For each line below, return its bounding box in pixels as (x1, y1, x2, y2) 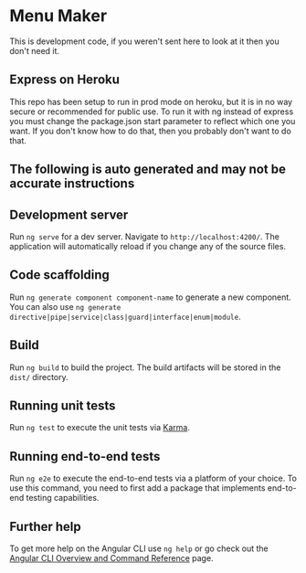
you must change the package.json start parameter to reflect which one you (9, 115, 296, 126)
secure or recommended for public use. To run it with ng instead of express (9, 106, 294, 117)
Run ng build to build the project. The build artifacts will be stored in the (9, 362, 281, 373)
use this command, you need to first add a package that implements (9, 483, 266, 493)
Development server (9, 207, 129, 222)
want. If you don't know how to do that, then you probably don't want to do (9, 125, 292, 136)
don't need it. (9, 45, 60, 56)
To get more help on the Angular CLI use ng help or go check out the (9, 543, 269, 554)
